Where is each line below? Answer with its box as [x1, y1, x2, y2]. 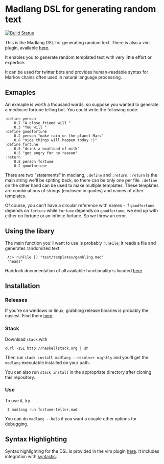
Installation [5, 282, 40, 290]
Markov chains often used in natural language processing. [5, 74, 122, 80]
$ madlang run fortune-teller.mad [7, 407, 78, 412]
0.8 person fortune [14, 159, 54, 164]
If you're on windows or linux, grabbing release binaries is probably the [5, 308, 149, 313]
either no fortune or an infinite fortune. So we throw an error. [5, 212, 127, 219]
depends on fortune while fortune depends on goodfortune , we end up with [5, 207, 158, 213]
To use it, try [5, 397, 30, 403]
